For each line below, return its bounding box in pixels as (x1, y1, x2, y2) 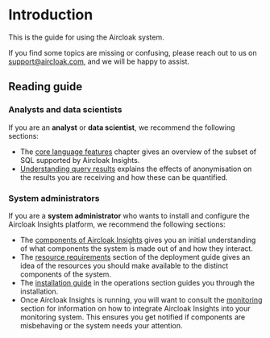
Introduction (8, 6, 93, 24)
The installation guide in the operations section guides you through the (19, 277, 255, 287)
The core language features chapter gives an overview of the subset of (19, 147, 256, 156)
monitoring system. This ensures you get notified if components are (19, 312, 246, 322)
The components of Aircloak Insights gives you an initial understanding (19, 235, 256, 244)
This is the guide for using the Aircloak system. (8, 32, 164, 42)
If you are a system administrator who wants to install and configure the (8, 211, 250, 220)
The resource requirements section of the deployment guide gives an (19, 252, 251, 261)
